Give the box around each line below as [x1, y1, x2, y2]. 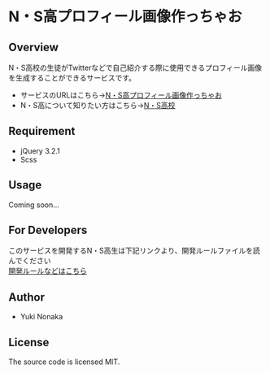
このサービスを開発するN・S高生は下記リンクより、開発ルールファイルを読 [8, 245, 260, 256]
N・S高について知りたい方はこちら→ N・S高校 [20, 101, 176, 110]
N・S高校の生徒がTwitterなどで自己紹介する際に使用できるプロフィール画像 [8, 63, 263, 72]
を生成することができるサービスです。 [8, 73, 137, 82]
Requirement [8, 124, 76, 138]
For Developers [8, 223, 88, 237]
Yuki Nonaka [20, 312, 63, 322]
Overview [8, 40, 59, 54]
